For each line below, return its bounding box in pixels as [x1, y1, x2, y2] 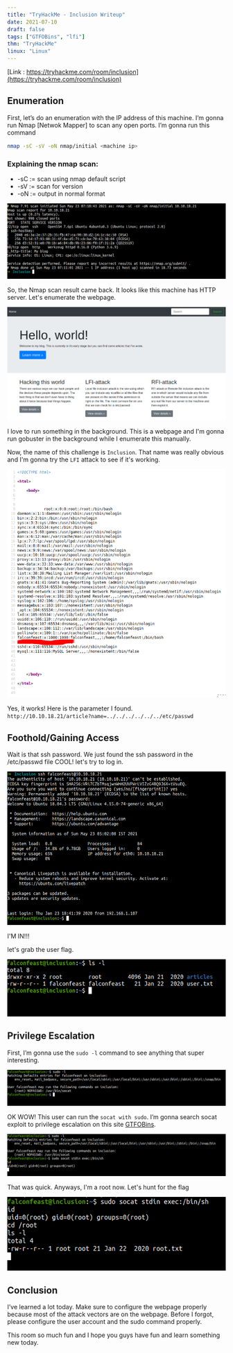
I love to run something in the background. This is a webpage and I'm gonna [7, 427, 225, 435]
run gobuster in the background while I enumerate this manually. [7, 434, 191, 443]
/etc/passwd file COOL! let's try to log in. [7, 758, 123, 766]
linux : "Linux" [7, 48, 51, 55]
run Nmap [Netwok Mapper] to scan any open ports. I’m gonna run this [7, 121, 210, 129]
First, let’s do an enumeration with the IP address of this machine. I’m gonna [7, 113, 224, 121]
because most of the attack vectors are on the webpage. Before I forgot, [7, 1310, 214, 1318]
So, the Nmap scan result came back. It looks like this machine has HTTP [7, 285, 216, 294]
